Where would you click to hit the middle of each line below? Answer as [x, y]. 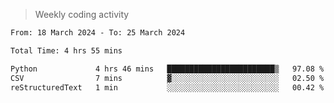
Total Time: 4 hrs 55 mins [66, 50]
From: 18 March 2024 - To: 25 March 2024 [98, 33]
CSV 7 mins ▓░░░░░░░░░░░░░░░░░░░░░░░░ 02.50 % [167, 78]
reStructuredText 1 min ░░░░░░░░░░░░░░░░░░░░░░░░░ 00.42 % [167, 87]
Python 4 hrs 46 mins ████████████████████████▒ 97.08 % [167, 69]
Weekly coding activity [82, 14]
